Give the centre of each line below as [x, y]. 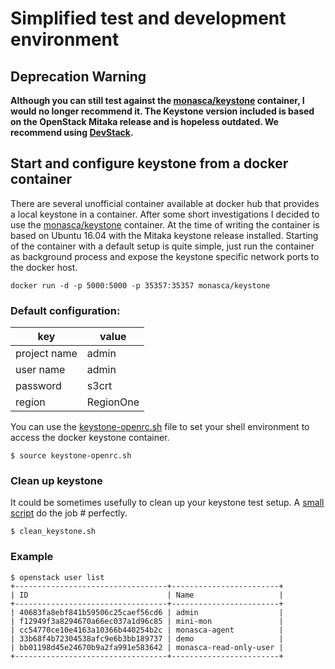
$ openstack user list [57, 577]
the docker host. [44, 267]
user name [40, 370]
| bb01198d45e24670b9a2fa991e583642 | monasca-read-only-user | [147, 647]
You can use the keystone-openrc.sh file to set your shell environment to [160, 427]
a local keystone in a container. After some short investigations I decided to [165, 214]
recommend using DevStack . [72, 132]
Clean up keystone [56, 481]
